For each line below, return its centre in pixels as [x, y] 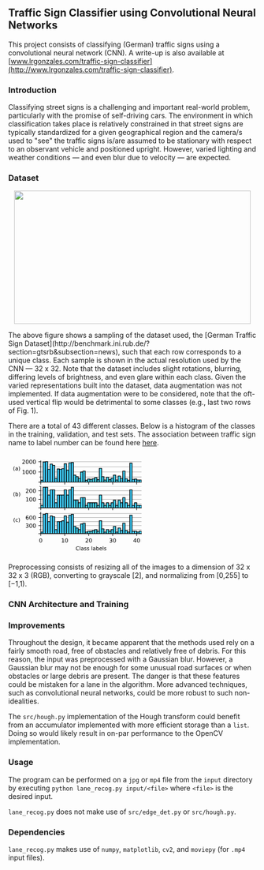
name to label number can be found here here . [84, 443]
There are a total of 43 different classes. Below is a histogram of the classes [132, 426]
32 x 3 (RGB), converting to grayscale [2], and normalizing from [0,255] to [128, 576]
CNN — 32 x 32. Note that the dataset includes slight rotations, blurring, [125, 369]
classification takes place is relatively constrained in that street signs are [126, 124]
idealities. [24, 701]
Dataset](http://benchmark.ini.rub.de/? [87, 343]
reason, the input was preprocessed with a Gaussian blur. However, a [121, 659]
